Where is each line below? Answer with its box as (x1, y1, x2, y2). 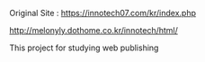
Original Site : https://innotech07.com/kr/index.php (9, 8, 196, 18)
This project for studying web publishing (9, 42, 159, 53)
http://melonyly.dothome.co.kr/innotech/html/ (9, 25, 178, 35)
